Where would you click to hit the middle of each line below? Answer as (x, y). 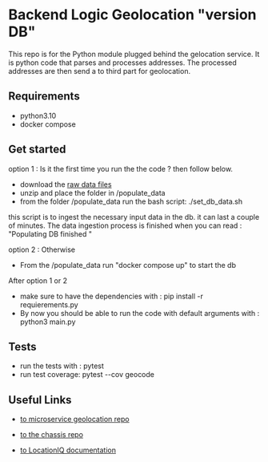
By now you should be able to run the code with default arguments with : (140, 313)
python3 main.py (48, 322)
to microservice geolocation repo (74, 419)
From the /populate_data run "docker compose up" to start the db (128, 265)
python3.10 (38, 115)
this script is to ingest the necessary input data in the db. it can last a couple (134, 217)
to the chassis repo (52, 435)
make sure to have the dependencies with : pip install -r (112, 296)
